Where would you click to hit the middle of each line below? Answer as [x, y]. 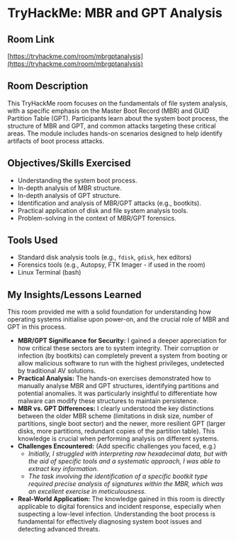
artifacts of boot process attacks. [56, 140]
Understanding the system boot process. [77, 180]
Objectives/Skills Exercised [69, 164]
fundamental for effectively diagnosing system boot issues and [109, 522]
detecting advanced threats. [59, 529]
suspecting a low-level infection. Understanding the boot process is [117, 514]
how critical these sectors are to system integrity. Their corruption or [118, 348]
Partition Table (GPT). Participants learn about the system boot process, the [118, 118]
